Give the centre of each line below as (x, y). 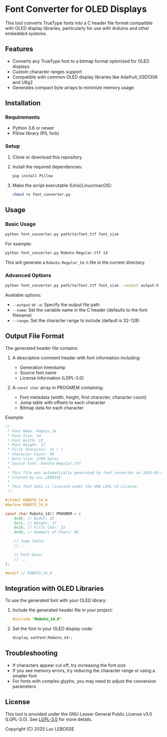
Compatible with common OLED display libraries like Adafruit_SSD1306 (85, 77)
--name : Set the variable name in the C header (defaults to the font (80, 310)
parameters (24, 686)
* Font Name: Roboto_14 (32, 431)
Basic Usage (21, 224)
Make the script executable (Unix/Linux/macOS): (62, 185)
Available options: (23, 295)
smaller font (25, 676)
